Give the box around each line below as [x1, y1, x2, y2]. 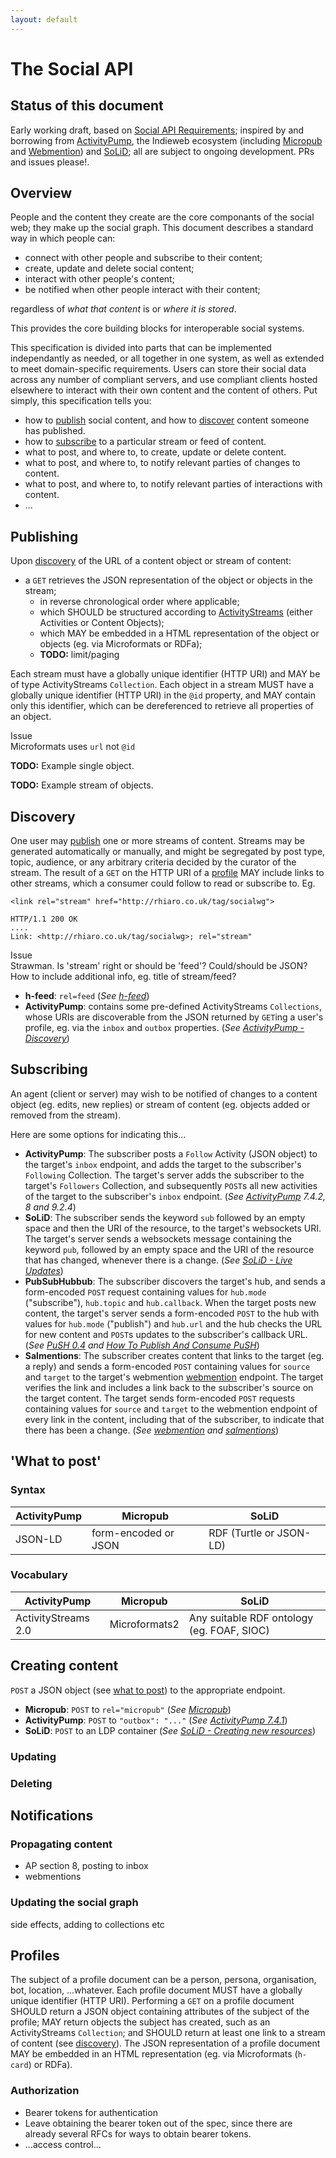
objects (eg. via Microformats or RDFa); [39, 638, 203, 650]
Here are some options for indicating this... [10, 1128, 187, 1140]
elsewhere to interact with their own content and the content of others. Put [10, 384, 318, 396]
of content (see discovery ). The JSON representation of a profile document [10, 2037, 321, 2050]
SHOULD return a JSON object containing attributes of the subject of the [10, 2006, 310, 2018]
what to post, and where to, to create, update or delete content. [24, 446, 287, 458]
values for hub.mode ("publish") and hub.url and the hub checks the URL [24, 1317, 323, 1330]
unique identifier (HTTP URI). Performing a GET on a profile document [10, 1995, 295, 2007]
